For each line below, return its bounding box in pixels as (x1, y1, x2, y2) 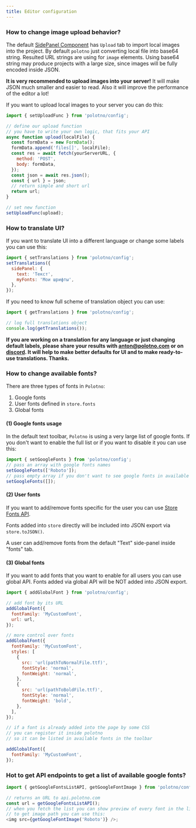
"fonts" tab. (6, 546, 34, 553)
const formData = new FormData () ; (11, 139, 95, 145)
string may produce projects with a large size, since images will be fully (6, 60, 178, 67)
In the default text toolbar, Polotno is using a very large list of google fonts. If (6, 433, 190, 440)
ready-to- (159, 348, 183, 355)
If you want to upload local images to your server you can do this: (6, 101, 164, 108)
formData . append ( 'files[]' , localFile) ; (11, 145, 111, 151)
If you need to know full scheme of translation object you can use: (6, 298, 165, 305)
